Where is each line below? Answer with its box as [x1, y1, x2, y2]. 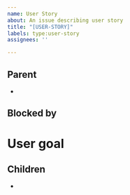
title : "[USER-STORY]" [7, 23, 73, 30]
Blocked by [7, 107, 57, 119]
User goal [7, 135, 64, 152]
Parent [7, 68, 37, 81]
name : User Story [7, 10, 58, 18]
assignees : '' [7, 36, 49, 43]
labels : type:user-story [7, 29, 80, 37]
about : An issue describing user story [7, 17, 124, 24]
